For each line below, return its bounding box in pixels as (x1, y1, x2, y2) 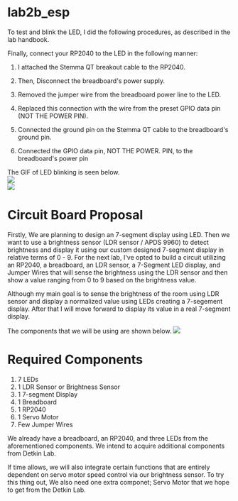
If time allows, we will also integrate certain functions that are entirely (7, 463, 210, 471)
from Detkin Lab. (7, 448, 57, 458)
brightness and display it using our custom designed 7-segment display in (7, 246, 224, 254)
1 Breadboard (17, 397, 57, 406)
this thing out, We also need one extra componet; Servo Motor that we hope (7, 478, 229, 486)
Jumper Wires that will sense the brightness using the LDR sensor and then (7, 268, 228, 277)
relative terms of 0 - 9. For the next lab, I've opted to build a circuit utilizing (7, 253, 226, 261)
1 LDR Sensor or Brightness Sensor (17, 382, 121, 391)
